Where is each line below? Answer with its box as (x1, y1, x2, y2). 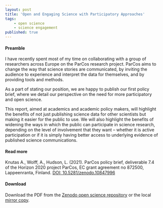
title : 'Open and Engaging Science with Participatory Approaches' (5, 12, 145, 17)
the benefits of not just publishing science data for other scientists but (5, 111, 146, 117)
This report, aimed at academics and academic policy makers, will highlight (5, 106, 157, 112)
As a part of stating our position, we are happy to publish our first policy (5, 86, 150, 92)
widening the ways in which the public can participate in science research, (5, 122, 155, 128)
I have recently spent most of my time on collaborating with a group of (5, 56, 146, 62)
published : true (5, 30, 38, 35)
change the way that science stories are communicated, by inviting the (5, 67, 147, 72)
